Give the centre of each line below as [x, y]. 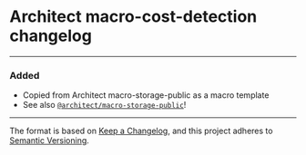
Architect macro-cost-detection [133, 17]
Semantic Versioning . [49, 140]
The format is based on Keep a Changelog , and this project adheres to [141, 131]
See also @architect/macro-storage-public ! [104, 105]
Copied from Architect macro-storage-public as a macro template [146, 95]
